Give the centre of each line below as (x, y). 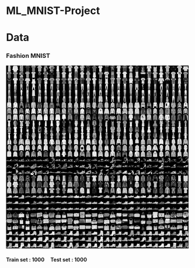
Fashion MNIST (28, 56)
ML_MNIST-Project (53, 11)
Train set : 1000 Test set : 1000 (47, 260)
